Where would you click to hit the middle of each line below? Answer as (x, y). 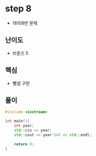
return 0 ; (24, 144)
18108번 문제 (25, 23)
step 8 (18, 9)
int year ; (24, 126)
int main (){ (17, 121)
